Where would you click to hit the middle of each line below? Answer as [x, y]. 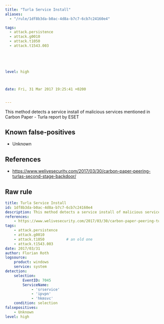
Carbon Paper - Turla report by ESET [42, 117]
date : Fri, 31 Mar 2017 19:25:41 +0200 [46, 89]
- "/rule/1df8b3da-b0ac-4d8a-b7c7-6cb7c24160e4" [60, 19]
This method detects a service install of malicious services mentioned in [78, 112]
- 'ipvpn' [41, 294]
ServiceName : [36, 285]
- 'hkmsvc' [42, 299]
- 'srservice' [45, 289]
